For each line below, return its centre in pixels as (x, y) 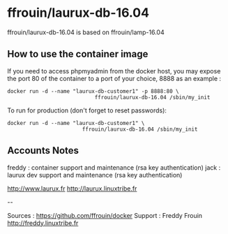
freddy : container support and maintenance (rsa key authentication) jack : (114, 167)
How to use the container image (78, 54)
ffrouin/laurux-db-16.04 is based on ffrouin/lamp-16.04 (86, 32)
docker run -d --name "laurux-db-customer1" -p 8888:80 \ (93, 91)
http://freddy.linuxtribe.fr (43, 223)
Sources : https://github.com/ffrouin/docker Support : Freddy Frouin (105, 215)
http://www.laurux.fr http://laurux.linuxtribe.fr (72, 188)
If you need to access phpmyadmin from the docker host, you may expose (114, 71)
